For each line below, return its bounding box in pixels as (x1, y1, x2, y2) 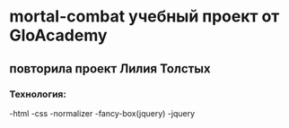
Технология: (9, 88, 67, 100)
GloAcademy (9, 25, 108, 46)
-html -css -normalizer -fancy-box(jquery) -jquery (9, 107, 196, 118)
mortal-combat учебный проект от (9, 6, 280, 27)
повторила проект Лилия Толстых (9, 61, 211, 76)
